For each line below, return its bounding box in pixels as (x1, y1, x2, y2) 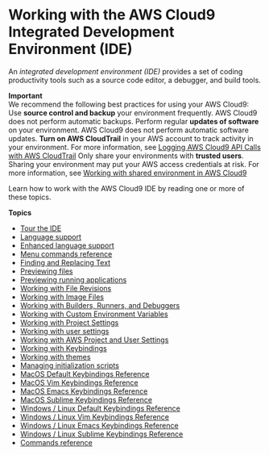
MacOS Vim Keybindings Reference (19, 378, 139, 387)
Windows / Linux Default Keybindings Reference (19, 403, 181, 413)
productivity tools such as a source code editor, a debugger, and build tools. (8, 75, 262, 85)
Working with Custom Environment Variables (19, 309, 168, 319)
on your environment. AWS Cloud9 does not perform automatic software (8, 125, 250, 135)
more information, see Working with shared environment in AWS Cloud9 (8, 168, 247, 177)
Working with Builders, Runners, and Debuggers (19, 300, 180, 310)
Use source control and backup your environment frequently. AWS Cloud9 (8, 107, 258, 118)
